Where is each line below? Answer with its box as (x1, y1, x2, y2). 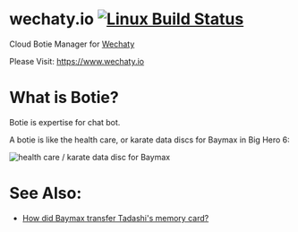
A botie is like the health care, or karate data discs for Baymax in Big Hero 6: (9, 134, 291, 145)
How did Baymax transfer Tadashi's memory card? (21, 212, 209, 223)
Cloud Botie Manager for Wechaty (9, 39, 135, 49)
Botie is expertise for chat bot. (9, 116, 121, 127)
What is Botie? (9, 88, 119, 107)
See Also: (9, 184, 82, 203)
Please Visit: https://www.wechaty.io (9, 56, 145, 66)
